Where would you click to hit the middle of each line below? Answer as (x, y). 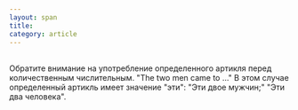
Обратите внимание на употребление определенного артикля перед (141, 68)
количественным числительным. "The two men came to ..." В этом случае (149, 78)
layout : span (33, 17)
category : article (43, 34)
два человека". (38, 97)
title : (21, 26)
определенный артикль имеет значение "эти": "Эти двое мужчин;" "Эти (147, 87)
